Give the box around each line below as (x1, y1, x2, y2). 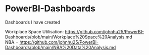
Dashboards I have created (5, 19, 60, 25)
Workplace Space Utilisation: (5, 28, 64, 34)
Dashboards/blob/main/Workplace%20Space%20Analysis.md (5, 34, 133, 40)
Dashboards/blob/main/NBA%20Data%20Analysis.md (5, 44, 116, 50)
